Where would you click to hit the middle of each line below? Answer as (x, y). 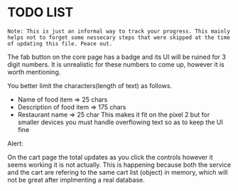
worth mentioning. (34, 72)
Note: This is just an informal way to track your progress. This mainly (119, 31)
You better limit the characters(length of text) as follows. (90, 85)
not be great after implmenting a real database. (76, 180)
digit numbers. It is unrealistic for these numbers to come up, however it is (116, 64)
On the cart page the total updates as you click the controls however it (110, 157)
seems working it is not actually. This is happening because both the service (119, 165)
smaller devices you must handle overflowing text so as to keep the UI (120, 122)
